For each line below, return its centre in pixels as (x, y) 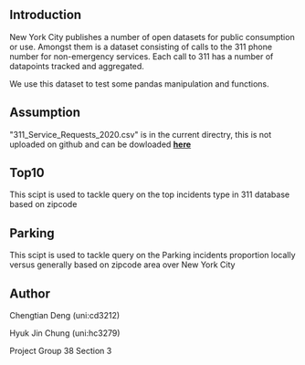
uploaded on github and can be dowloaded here (100, 144)
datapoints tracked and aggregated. (77, 66)
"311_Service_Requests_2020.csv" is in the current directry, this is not (141, 134)
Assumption (45, 113)
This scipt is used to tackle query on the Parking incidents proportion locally (152, 255)
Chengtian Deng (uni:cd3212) (65, 316)
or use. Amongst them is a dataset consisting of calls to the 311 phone (141, 47)
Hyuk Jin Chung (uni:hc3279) (65, 333)
